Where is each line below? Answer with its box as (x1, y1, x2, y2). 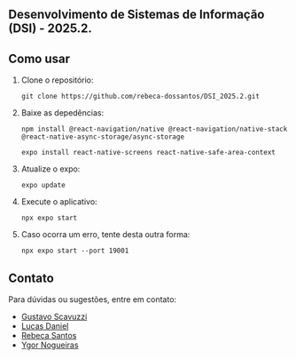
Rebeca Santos (20, 331, 77, 341)
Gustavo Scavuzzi (20, 311, 88, 323)
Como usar (8, 51, 71, 66)
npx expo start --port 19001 (20, 246, 129, 256)
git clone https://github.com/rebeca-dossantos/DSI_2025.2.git (20, 92, 261, 101)
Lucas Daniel (20, 321, 69, 331)
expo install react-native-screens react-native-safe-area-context (20, 148, 276, 157)
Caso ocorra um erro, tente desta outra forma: (20, 229, 191, 240)
